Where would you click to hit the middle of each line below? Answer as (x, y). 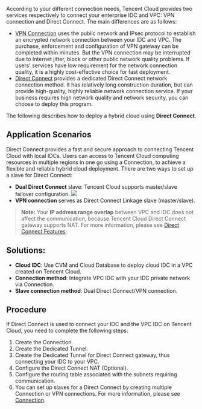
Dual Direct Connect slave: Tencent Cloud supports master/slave (96, 186)
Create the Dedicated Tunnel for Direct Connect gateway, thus (92, 355)
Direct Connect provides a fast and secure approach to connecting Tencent (100, 149)
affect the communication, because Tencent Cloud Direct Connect (103, 218)
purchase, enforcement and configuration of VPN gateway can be (97, 46)
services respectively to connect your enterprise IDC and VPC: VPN (90, 15)
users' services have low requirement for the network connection (96, 65)
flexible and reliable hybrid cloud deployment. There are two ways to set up (100, 168)
